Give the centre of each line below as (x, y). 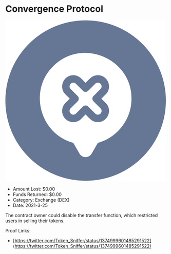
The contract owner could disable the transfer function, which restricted (82, 215)
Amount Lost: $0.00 (34, 189)
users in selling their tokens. (35, 221)
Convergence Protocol (54, 9)
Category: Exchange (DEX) (41, 200)
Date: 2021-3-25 (30, 205)
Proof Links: (18, 230)
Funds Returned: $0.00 (37, 194)
